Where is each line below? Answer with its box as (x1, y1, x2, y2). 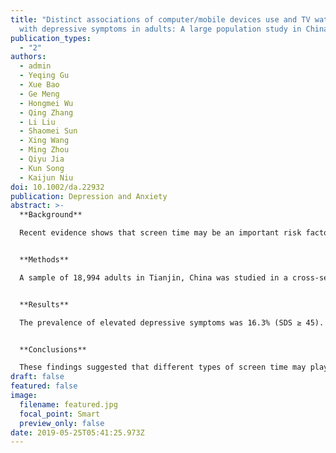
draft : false (10, 372, 65, 382)
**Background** (19, 210, 83, 220)
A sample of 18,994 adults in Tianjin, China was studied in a (19, 272, 288, 283)
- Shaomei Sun (19, 126, 78, 136)
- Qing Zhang (19, 107, 74, 118)
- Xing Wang (19, 136, 70, 146)
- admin (19, 61, 52, 71)
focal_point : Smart (19, 409, 101, 419)
